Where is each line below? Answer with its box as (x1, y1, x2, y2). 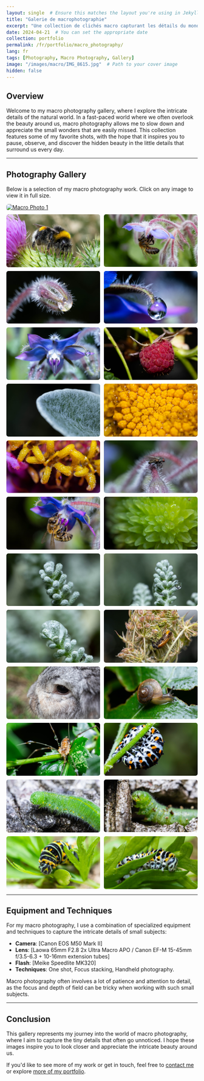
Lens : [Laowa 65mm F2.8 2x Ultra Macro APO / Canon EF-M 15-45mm (15, 946, 192, 954)
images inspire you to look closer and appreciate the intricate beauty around (6, 1043, 197, 1051)
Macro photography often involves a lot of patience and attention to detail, (6, 977, 192, 985)
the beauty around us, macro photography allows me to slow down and (6, 120, 185, 127)
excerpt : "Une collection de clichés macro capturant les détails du (6, 23, 186, 29)
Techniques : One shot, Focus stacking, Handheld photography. (15, 966, 174, 973)
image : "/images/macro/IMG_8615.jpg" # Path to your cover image (6, 61, 178, 67)
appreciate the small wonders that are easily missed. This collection (6, 127, 176, 134)
